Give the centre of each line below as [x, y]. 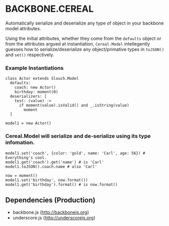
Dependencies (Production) [50, 200]
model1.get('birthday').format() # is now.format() [61, 185]
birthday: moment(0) [36, 92]
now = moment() [22, 175]
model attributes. [23, 28]
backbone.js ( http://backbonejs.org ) [51, 212]
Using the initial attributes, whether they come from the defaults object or [83, 38]
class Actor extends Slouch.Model [42, 79]
